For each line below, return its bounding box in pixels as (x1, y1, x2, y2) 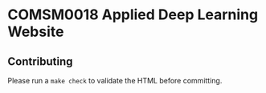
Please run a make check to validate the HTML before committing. (7, 76, 223, 85)
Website (7, 22, 64, 41)
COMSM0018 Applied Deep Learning (7, 6, 259, 24)
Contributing (7, 55, 73, 68)
